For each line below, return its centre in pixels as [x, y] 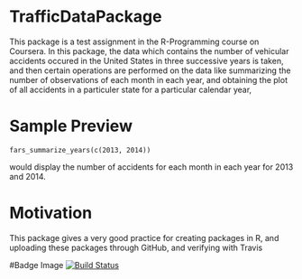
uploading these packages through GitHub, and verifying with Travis [136, 247]
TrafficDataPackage [86, 17]
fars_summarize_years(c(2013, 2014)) [80, 150]
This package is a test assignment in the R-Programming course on [134, 42]
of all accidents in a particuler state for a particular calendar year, [131, 89]
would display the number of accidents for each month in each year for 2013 [151, 167]
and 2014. [28, 176]
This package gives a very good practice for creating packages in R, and [144, 237]
